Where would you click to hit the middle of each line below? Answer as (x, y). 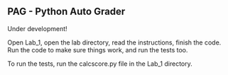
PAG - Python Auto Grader (66, 12)
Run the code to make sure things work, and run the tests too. (98, 50)
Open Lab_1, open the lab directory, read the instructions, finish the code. (114, 42)
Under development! (37, 28)
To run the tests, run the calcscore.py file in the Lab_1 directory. (100, 64)
